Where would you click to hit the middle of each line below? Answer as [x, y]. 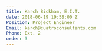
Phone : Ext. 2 [24, 33]
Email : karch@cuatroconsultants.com [51, 28]
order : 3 [17, 39]
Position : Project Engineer [41, 22]
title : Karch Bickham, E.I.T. [43, 11]
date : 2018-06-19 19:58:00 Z [42, 17]
